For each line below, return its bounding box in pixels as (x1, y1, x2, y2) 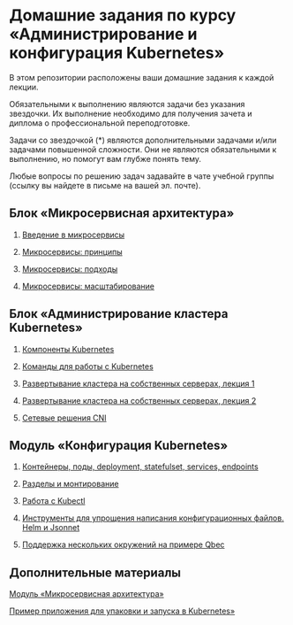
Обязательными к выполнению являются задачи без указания (9, 98, 245, 109)
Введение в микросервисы (21, 229, 125, 240)
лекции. (9, 81, 39, 92)
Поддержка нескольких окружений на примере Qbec (21, 539, 225, 550)
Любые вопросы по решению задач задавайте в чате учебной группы (9, 170, 274, 181)
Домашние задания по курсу (9, 5, 237, 26)
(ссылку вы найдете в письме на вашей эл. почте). (9, 180, 201, 190)
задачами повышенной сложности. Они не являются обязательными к (9, 143, 277, 155)
